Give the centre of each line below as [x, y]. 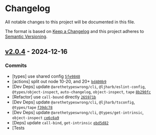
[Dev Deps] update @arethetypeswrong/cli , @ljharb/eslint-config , [79, 86]
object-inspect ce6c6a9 [36, 118]
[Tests [18, 128]
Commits [16, 66]
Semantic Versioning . [26, 36]
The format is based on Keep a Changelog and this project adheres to [75, 31]
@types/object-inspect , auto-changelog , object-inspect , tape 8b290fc [81, 92]
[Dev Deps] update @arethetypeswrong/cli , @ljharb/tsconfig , [73, 102]
